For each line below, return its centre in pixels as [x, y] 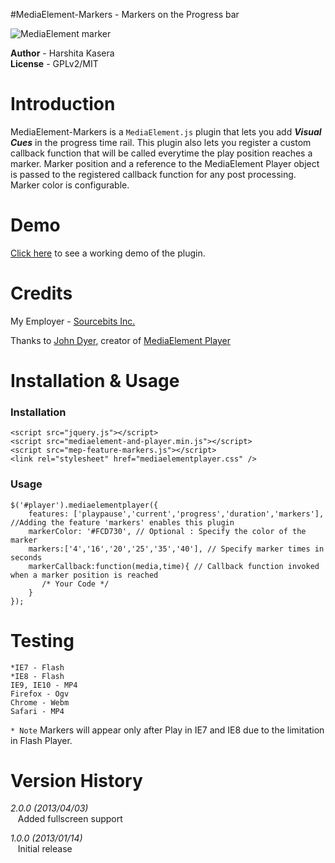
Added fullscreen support [70, 819]
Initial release [45, 849]
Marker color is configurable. [70, 185]
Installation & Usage [95, 381]
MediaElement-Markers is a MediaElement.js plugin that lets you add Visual [166, 131]
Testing [42, 640]
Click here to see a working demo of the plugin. [108, 253]
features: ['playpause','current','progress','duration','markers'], [176, 514]
